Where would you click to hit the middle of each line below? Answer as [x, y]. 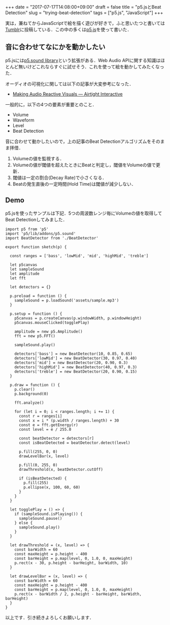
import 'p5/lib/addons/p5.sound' [41, 233]
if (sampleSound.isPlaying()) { [48, 514]
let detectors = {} [30, 287]
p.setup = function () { [36, 314]
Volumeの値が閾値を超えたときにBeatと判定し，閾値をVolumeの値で [84, 165]
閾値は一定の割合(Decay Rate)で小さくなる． [60, 177]
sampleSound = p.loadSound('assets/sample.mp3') [67, 300]
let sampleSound [27, 269]
